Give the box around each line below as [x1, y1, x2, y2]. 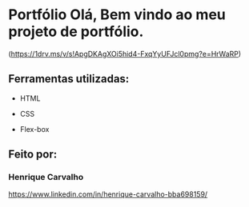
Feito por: [8, 148, 58, 161]
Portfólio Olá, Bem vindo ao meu [8, 6, 226, 24]
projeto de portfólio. [8, 22, 144, 41]
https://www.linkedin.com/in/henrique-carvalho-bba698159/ [8, 189, 208, 199]
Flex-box [19, 124, 50, 133]
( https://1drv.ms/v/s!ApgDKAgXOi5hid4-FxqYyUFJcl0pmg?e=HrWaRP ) [8, 49, 242, 58]
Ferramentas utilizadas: [8, 72, 130, 86]
